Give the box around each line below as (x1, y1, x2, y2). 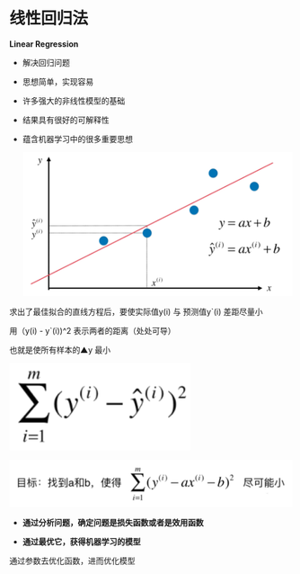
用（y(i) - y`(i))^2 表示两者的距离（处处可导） (9, 325, 176, 336)
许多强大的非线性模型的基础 (22, 95, 126, 106)
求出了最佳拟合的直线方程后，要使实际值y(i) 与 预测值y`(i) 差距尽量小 (9, 306, 263, 317)
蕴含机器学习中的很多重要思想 (22, 133, 133, 144)
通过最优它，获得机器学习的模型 (22, 536, 141, 547)
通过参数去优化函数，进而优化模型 (9, 555, 136, 566)
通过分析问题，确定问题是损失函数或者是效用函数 (22, 516, 204, 527)
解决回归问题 (22, 57, 70, 67)
